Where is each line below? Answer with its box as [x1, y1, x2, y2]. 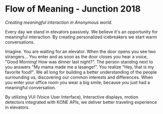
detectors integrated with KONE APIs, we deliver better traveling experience [5, 99, 157, 105]
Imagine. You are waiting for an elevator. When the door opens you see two [5, 49, 156, 54]
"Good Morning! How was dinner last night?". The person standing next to [5, 59, 153, 65]
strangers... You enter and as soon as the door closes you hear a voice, [5, 53, 148, 59]
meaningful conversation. [5, 84, 56, 90]
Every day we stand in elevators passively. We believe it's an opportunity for [5, 29, 158, 34]
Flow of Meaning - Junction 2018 [5, 3, 141, 15]
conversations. [5, 39, 35, 45]
